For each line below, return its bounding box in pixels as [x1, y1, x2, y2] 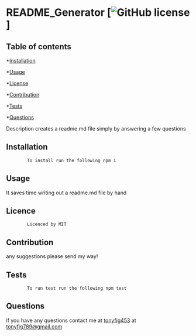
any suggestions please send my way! [6, 253, 98, 260]
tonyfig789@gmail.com [6, 323, 63, 330]
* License [6, 80, 29, 87]
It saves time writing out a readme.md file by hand [6, 189, 127, 196]
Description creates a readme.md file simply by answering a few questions [6, 125, 186, 132]
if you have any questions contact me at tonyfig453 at [6, 317, 136, 324]
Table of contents [6, 42, 71, 52]
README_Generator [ [6, 6, 111, 19]
